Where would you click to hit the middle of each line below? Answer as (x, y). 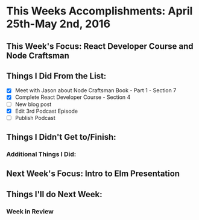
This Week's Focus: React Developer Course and (100, 46)
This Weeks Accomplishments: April (99, 11)
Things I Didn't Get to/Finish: (61, 137)
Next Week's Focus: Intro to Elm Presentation (93, 174)
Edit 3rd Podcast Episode (46, 111)
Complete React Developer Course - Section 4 (73, 97)
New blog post (33, 104)
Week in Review (30, 211)
